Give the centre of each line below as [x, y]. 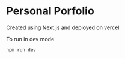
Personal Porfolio [50, 11]
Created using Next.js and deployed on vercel [63, 27]
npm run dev [21, 50]
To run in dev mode [30, 39]
